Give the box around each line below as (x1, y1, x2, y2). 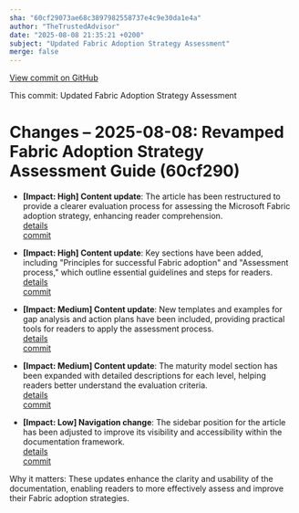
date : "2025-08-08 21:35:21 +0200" (9, 30, 145, 39)
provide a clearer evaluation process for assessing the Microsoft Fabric (22, 201, 291, 212)
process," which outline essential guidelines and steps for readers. (22, 267, 273, 278)
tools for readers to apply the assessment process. (22, 323, 214, 334)
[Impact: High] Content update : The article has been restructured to (22, 191, 281, 202)
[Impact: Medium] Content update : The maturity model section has (22, 361, 278, 372)
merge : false (9, 47, 59, 57)
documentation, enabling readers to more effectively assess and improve (9, 483, 284, 494)
